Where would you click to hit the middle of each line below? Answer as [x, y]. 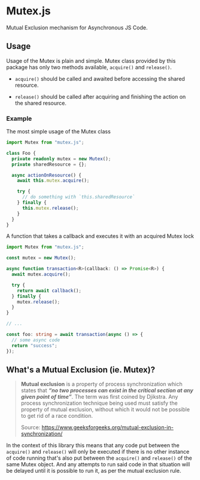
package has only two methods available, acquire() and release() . [89, 67]
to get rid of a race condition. [57, 416]
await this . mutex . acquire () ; [53, 181]
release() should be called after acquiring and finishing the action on [100, 96]
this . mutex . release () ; [50, 208]
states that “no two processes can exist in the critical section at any [107, 390]
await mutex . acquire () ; [41, 274]
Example [19, 118]
